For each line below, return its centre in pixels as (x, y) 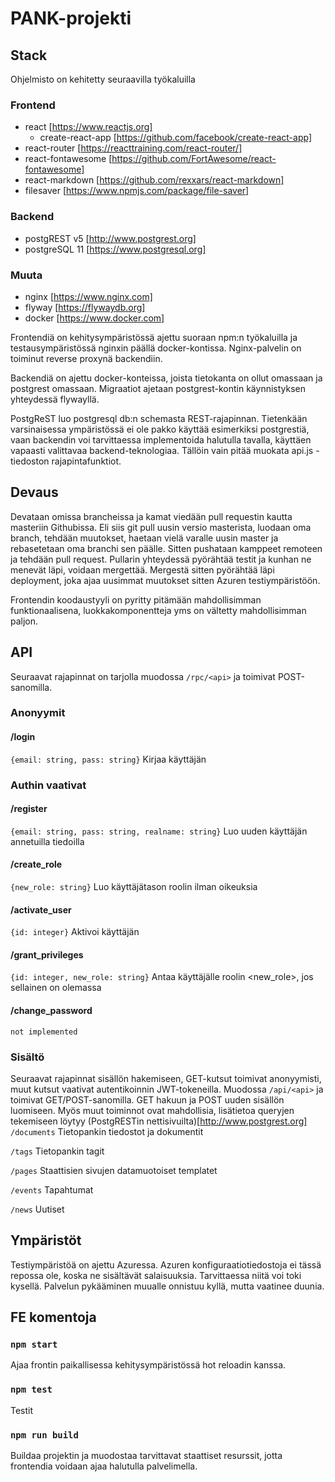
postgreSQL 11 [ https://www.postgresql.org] (115, 249)
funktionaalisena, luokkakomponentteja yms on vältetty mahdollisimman (158, 610)
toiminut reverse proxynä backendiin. (86, 358)
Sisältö (27, 1057)
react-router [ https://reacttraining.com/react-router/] (133, 148)
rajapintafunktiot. (86, 461)
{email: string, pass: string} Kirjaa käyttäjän (108, 759)
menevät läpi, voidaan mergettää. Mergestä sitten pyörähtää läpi (142, 569)
